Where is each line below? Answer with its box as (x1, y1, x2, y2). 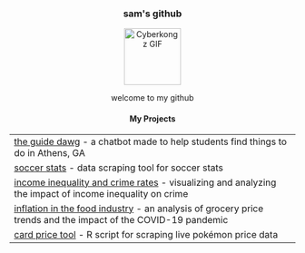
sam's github (123, 7, 182, 20)
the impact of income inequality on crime (14, 187, 189, 199)
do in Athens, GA (14, 146, 86, 159)
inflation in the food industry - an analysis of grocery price (14, 202, 264, 215)
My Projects (129, 112, 176, 124)
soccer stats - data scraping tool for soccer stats (14, 161, 224, 174)
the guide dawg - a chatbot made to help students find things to (14, 135, 288, 148)
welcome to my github (111, 92, 194, 103)
